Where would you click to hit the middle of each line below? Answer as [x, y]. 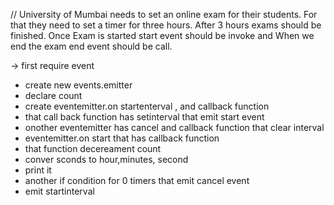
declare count [53, 95]
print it [38, 170]
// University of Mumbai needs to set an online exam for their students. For [164, 14]
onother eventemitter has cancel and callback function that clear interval [174, 127]
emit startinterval [59, 191]
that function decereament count [93, 148]
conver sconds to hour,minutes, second [106, 159]
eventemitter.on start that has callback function [122, 138]
